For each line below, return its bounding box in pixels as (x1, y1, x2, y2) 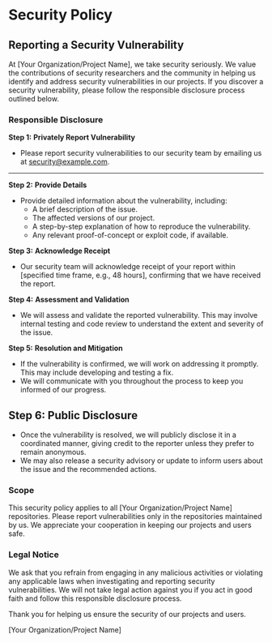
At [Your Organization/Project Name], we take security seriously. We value (8, 59, 257, 69)
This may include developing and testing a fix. (19, 367, 174, 378)
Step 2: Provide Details (8, 180, 87, 190)
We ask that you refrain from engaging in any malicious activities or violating (8, 568, 263, 577)
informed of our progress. (19, 385, 107, 395)
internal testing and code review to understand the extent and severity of (19, 319, 264, 329)
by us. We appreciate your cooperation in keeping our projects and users (8, 521, 253, 530)
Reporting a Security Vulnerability (8, 38, 185, 52)
